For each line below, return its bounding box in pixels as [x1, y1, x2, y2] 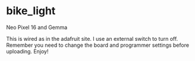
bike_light [6, 4, 56, 18]
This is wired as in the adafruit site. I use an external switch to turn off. [6, 35, 178, 42]
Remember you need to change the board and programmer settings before [6, 41, 189, 49]
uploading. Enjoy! [6, 47, 49, 54]
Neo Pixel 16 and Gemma [6, 24, 68, 31]
